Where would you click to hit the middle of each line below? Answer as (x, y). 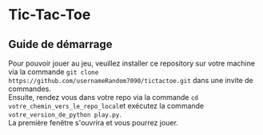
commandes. (30, 89)
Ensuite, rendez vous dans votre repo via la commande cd (103, 97)
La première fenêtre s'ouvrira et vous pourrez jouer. (93, 123)
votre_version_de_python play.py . (65, 114)
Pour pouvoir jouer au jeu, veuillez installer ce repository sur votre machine (132, 63)
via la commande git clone (54, 72)
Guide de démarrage (61, 44)
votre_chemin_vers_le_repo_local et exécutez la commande (106, 106)
